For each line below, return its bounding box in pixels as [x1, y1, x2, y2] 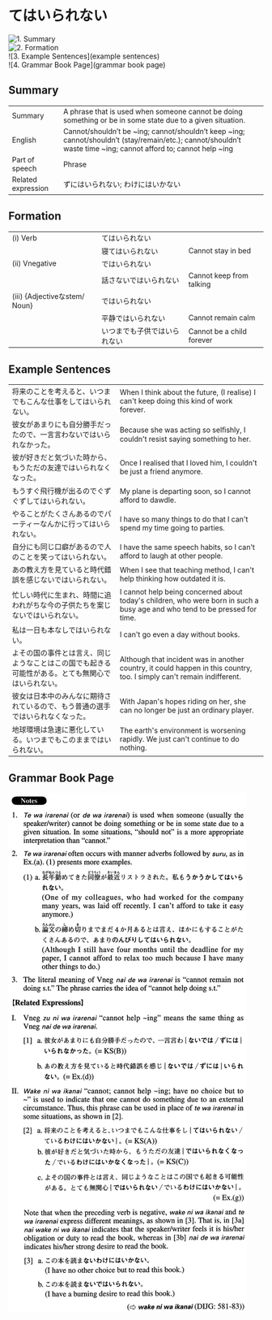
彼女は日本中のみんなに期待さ [11, 691, 112, 701]
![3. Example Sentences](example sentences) [8, 51, 160, 61]
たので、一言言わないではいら [11, 430, 112, 439]
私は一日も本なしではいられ [11, 625, 104, 634]
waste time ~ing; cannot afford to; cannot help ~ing [63, 143, 233, 154]
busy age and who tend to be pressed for [119, 604, 257, 613]
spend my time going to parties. [119, 522, 225, 532]
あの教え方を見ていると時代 [11, 565, 104, 574]
